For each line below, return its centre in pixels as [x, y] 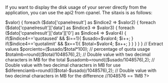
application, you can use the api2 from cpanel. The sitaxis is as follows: [79, 13]
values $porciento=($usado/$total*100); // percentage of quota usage [78, 49]
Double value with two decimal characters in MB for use [63, 65]
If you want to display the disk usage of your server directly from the [76, 7]
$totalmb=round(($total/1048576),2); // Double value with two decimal [78, 54]
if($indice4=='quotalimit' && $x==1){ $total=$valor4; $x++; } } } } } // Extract [84, 44]
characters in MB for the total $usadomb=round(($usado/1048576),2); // [80, 60]
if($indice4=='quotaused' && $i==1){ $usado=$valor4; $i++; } [69, 38]
